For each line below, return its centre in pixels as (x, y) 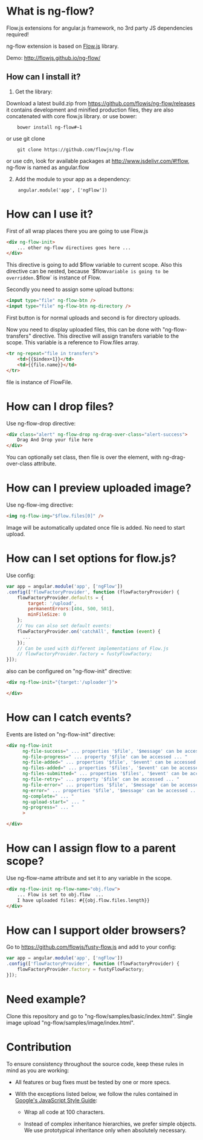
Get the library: (34, 92)
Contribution (39, 1047)
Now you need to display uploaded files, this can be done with (84, 330)
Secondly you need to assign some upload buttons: (70, 290)
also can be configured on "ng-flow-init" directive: (69, 672)
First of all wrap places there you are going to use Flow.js (77, 231)
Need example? (46, 1000)
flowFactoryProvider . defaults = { (60, 598)
